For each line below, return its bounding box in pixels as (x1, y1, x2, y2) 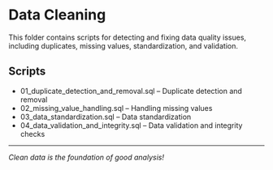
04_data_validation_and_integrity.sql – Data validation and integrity (19, 120, 243, 130)
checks (19, 129, 45, 138)
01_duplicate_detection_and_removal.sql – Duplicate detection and (19, 86, 242, 96)
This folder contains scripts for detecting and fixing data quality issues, (8, 32, 246, 42)
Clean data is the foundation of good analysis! (8, 152, 165, 162)
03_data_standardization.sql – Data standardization (19, 112, 192, 121)
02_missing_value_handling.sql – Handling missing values (19, 103, 213, 113)
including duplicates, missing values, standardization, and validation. (8, 40, 238, 50)
